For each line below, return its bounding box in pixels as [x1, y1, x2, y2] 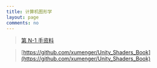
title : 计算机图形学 [6, 8, 52, 15]
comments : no [6, 20, 39, 26]
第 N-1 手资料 [20, 37, 54, 44]
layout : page [6, 14, 39, 20]
